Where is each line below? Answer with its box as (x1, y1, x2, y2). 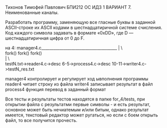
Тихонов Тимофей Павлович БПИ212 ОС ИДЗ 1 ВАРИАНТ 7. (5, 4, 132, 10)
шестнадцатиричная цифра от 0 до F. (5, 35, 85, 41)
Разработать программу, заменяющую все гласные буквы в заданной (5, 19, 156, 25)
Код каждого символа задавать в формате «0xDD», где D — (5, 30, 134, 35)
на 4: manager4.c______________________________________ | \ (5, 45, 123, 50)
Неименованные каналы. (5, 9, 59, 15)
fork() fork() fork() (5, 50, 42, 56)
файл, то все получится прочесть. (5, 117, 78, 123)
